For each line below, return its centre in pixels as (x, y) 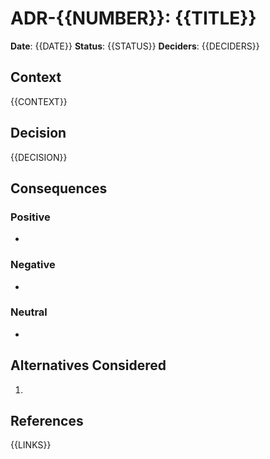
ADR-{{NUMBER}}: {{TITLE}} (133, 18)
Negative (33, 265)
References (47, 421)
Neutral (29, 312)
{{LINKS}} (31, 445)
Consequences (59, 188)
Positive (30, 217)
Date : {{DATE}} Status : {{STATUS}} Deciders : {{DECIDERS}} (135, 46)
